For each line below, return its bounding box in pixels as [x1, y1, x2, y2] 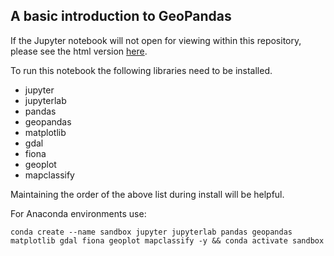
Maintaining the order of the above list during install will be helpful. [10, 188, 285, 200]
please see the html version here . [10, 45, 148, 57]
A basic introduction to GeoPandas [10, 8, 232, 25]
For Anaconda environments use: [10, 207, 147, 219]
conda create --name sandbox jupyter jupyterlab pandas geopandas [10, 227, 293, 237]
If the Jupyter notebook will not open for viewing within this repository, [10, 34, 302, 46]
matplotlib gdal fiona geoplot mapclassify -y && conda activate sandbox [10, 235, 325, 246]
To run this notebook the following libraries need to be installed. [10, 64, 273, 76]
